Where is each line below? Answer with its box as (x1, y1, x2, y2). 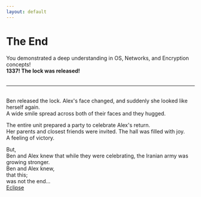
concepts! (6, 60, 31, 68)
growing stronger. (6, 158, 50, 165)
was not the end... (6, 177, 51, 184)
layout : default (6, 8, 47, 15)
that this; (6, 171, 28, 178)
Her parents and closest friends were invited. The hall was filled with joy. (6, 128, 185, 135)
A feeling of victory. (6, 134, 55, 141)
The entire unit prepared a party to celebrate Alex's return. (6, 121, 151, 129)
